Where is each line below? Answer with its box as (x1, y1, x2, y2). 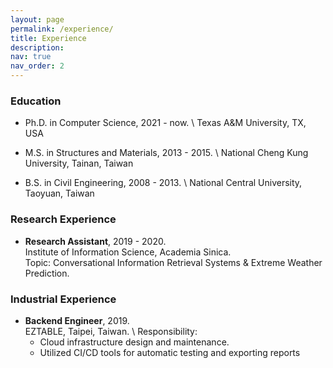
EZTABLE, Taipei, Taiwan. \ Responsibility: (24, 325, 198, 337)
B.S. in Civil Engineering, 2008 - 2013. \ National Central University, (24, 177, 303, 189)
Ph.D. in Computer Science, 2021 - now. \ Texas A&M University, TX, (24, 117, 307, 129)
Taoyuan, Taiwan (24, 187, 95, 200)
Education (10, 94, 62, 108)
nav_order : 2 (10, 61, 65, 71)
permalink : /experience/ (10, 24, 114, 34)
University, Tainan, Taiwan (24, 157, 134, 170)
